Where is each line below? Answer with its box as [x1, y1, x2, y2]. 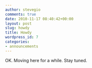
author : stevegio [5, 7, 41, 12]
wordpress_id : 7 [5, 35, 38, 40]
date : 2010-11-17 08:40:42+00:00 [5, 16, 74, 21]
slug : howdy [5, 26, 30, 31]
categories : [5, 39, 30, 44]
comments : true [5, 12, 36, 17]
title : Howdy [5, 30, 32, 35]
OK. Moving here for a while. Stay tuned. [5, 57, 88, 63]
